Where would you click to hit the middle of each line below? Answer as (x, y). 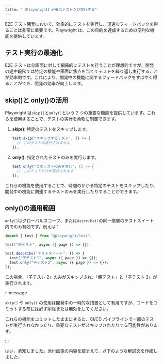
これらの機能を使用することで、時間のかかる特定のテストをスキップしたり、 (81, 185)
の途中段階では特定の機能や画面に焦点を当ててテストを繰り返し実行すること (81, 71)
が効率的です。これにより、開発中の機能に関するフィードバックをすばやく (79, 78)
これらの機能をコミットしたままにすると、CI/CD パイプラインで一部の (75, 319)
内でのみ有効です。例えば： (33, 227)
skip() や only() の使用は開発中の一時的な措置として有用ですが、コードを (79, 302)
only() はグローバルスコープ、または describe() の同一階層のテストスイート (80, 221)
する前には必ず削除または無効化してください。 (65, 309)
